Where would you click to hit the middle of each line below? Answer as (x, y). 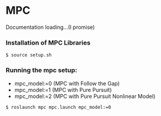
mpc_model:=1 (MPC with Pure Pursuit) (63, 90)
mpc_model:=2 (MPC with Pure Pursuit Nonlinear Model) (85, 96)
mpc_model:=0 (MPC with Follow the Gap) (67, 83)
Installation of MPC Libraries (48, 43)
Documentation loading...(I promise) (50, 27)
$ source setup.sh (29, 55)
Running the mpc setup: (42, 70)
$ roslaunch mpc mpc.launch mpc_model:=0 (58, 107)
